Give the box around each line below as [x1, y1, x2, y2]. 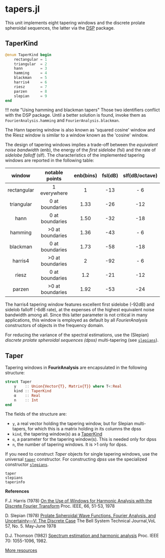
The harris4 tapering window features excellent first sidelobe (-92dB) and [5, 301, 155, 307]
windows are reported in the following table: [5, 158, 94, 164]
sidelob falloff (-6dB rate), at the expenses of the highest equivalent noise [5, 307, 155, 313]
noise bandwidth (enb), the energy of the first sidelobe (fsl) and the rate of [5, 147, 156, 153]
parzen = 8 [14, 89, 48, 94]
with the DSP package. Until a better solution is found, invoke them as [5, 112, 146, 118]
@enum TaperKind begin [5, 52, 52, 57]
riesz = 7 [14, 84, 48, 89]
